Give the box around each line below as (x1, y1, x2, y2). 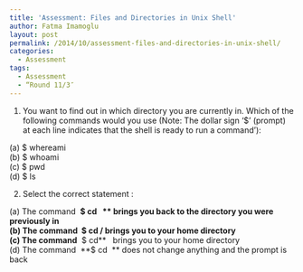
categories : (9, 47, 54, 56)
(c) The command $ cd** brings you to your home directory (9, 234, 241, 245)
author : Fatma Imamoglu (9, 22, 99, 31)
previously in (9, 215, 60, 226)
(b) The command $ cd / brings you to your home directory (9, 225, 237, 236)
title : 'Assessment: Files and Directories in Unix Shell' (9, 13, 237, 23)
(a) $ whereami (9, 142, 66, 153)
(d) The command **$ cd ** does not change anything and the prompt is (9, 244, 288, 255)
